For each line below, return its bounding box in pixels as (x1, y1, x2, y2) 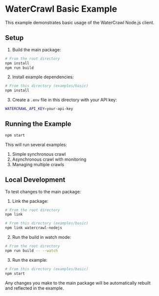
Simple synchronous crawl (12, 151, 66, 157)
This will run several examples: (5, 142, 68, 148)
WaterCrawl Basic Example (5, 3, 117, 15)
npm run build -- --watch (5, 248, 58, 253)
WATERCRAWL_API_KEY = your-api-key (5, 106, 73, 111)
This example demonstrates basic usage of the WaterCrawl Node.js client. (5, 20, 155, 25)
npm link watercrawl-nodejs (5, 226, 63, 231)
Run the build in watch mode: (12, 234, 71, 240)
